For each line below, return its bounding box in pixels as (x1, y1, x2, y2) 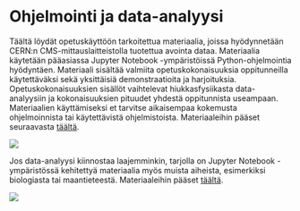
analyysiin (9, 92, 47, 104)
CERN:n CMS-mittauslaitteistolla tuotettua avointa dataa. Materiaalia (9, 45, 261, 55)
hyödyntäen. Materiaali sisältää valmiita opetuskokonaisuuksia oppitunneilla (9, 64, 288, 75)
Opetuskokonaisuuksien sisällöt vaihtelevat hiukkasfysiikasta (9, 83, 234, 94)
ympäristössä (9, 165, 60, 175)
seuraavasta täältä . (9, 121, 80, 131)
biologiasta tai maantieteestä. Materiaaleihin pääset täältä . (9, 174, 224, 185)
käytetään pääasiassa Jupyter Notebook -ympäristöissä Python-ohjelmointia (9, 55, 292, 65)
